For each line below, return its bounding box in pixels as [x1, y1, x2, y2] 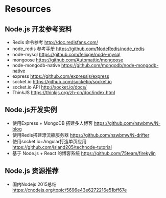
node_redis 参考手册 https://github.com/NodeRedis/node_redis [12, 46, 145, 52]
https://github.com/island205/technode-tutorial [12, 144, 112, 150]
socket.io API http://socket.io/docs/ [12, 84, 87, 90]
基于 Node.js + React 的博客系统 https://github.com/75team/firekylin [12, 150, 156, 156]
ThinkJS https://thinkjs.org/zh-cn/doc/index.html [12, 90, 115, 95]
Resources [5, 3, 52, 15]
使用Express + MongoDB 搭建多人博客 [12, 120, 93, 126]
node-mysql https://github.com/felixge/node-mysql [12, 52, 121, 57]
